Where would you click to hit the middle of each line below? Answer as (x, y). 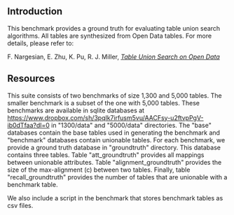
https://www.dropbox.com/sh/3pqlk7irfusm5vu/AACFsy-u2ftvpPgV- (106, 117)
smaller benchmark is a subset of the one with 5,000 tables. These (103, 103)
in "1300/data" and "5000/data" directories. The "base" (131, 125)
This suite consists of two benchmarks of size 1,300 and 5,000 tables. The (115, 95)
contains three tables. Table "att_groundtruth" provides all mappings (106, 155)
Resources (31, 79)
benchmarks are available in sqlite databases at (76, 110)
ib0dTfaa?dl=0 (29, 125)
